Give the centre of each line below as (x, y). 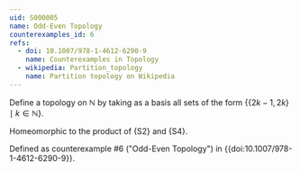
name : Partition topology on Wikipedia (100, 76)
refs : (19, 43)
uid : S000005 (34, 18)
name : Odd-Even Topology (56, 26)
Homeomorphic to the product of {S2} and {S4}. (99, 130)
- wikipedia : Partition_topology (80, 68)
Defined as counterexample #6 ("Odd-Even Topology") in (116, 148)
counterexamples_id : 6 (52, 34)
